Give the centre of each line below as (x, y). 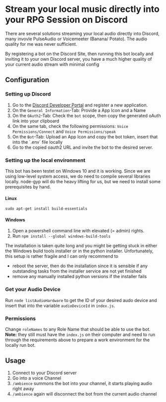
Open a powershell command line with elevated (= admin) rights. (78, 231)
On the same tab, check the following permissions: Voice (70, 126)
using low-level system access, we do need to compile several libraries (78, 176)
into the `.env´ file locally (37, 142)
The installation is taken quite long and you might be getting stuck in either (81, 246)
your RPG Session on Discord (66, 20)
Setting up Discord (28, 94)
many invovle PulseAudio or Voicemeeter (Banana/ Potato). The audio (76, 39)
